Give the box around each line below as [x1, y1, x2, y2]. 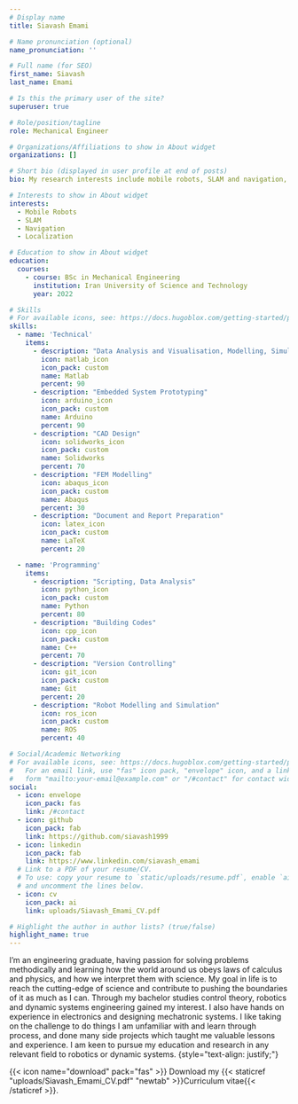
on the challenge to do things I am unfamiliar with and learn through [9, 1021, 257, 1031]
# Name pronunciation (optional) [9, 37, 133, 46]
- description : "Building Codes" [32, 618, 157, 627]
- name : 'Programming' [17, 560, 101, 569]
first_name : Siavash [9, 70, 86, 79]
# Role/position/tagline [9, 118, 101, 127]
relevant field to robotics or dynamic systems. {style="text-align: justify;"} [9, 1049, 279, 1060]
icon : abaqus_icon [41, 478, 109, 488]
